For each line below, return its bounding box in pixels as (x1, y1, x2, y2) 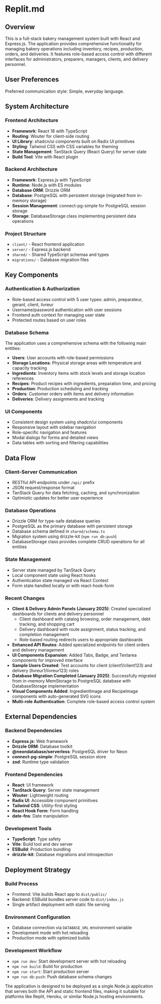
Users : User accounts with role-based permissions (12, 355, 114, 361)
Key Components (5, 271, 59, 279)
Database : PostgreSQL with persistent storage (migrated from (12, 192, 136, 198)
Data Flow (5, 454, 36, 462)
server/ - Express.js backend (12, 247, 71, 252)
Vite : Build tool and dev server (12, 841, 73, 847)
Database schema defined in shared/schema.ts (12, 528, 105, 535)
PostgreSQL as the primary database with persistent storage (12, 523, 133, 529)
